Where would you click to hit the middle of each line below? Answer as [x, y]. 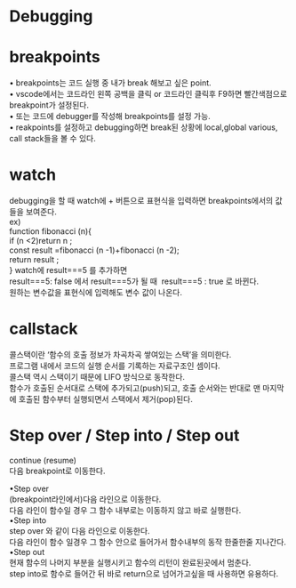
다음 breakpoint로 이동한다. [57, 471]
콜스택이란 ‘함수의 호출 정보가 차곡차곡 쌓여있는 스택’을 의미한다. [120, 354]
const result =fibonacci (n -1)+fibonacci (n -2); [94, 250]
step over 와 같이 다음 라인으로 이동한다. [80, 530]
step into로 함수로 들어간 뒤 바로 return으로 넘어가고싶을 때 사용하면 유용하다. [144, 573]
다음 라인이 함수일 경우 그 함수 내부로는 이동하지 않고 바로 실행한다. [125, 510]
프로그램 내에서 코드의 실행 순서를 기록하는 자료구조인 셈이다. [115, 366]
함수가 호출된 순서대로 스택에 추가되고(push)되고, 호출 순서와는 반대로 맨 [135, 388]
